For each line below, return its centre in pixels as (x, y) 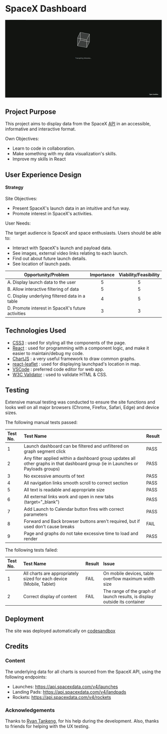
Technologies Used (36, 331)
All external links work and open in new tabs (69, 497)
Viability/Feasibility (139, 275)
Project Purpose (31, 112)
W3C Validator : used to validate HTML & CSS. (60, 374)
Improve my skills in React (39, 159)
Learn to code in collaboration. (44, 148)
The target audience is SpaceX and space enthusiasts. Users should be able (83, 233)
